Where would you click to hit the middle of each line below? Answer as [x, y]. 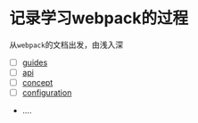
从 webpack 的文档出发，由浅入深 [66, 45]
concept [37, 83]
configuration [47, 93]
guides [35, 62]
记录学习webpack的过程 [99, 18]
